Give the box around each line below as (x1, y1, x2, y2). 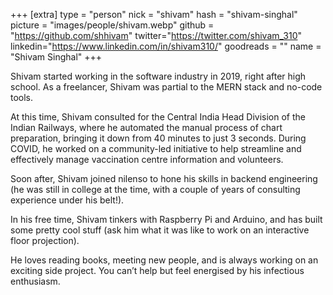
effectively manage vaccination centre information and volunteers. (10, 154, 284, 165)
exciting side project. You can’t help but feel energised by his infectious (10, 265, 305, 276)
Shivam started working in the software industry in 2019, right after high (10, 70, 307, 82)
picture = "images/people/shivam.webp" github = (10, 19, 215, 31)
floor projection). (10, 235, 80, 246)
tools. (10, 92, 34, 103)
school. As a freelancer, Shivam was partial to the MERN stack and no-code (10, 81, 323, 93)
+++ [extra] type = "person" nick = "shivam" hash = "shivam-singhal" (10, 9, 298, 20)
